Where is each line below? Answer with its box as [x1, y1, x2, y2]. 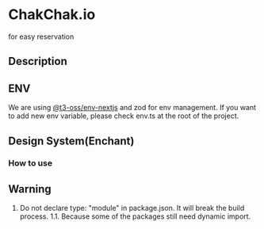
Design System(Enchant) [8, 134, 135, 147]
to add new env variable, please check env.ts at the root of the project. [8, 111, 239, 120]
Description [8, 55, 67, 68]
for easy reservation [8, 32, 75, 41]
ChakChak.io [8, 6, 96, 24]
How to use [8, 158, 53, 169]
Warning [8, 182, 52, 196]
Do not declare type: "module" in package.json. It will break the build [19, 204, 245, 213]
